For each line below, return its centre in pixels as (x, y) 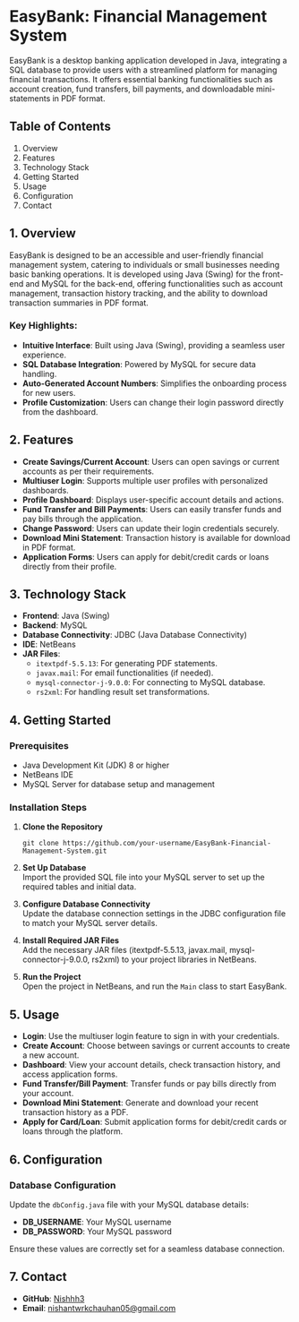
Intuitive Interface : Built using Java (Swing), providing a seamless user (154, 345)
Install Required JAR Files (70, 940)
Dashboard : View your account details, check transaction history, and (151, 1065)
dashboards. (45, 490)
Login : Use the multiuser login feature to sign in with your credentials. (151, 1036)
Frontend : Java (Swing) (66, 616)
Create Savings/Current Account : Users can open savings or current (151, 461)
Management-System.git (64, 851)
